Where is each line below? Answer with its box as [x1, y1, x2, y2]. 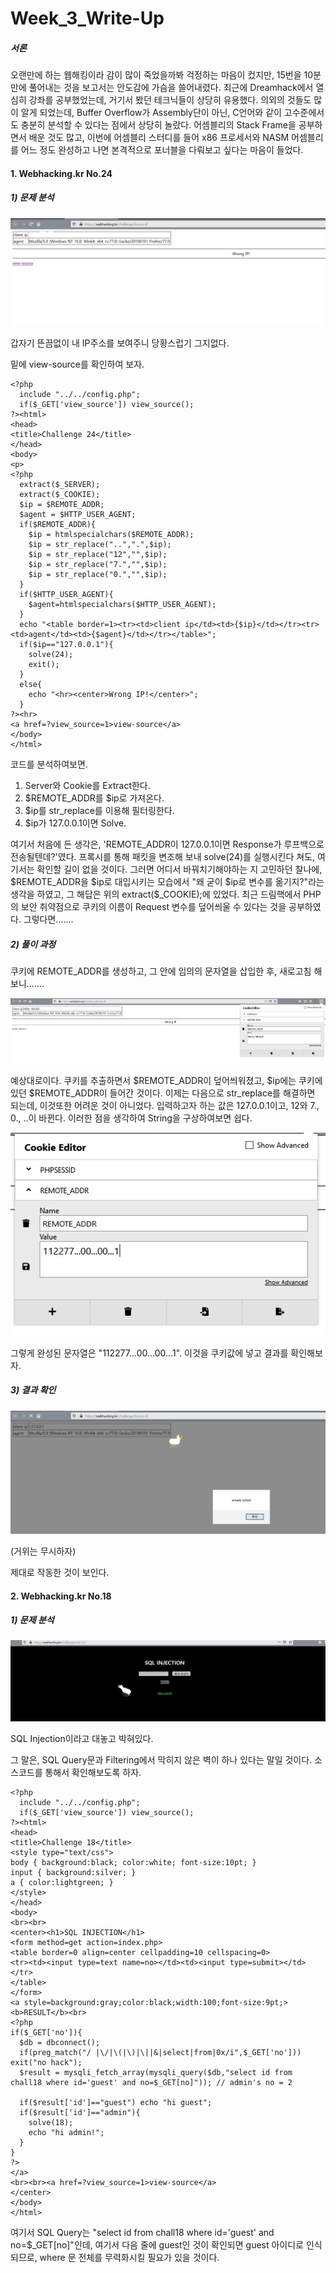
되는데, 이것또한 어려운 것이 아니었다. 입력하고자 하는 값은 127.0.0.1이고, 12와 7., [10, 1099, 320, 1111]
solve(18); [28, 2118, 74, 2128]
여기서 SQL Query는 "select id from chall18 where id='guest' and [10, 2227, 275, 2239]
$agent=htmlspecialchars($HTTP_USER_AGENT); [28, 599, 217, 609]
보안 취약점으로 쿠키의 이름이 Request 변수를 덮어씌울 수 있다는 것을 [20, 900, 287, 912]
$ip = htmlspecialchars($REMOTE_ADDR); [28, 529, 195, 539]
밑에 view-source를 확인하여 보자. [10, 358, 145, 370]
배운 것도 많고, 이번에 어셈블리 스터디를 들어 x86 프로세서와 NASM [28, 132, 290, 144]
